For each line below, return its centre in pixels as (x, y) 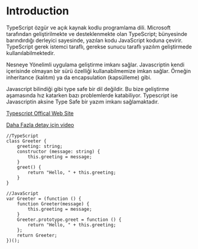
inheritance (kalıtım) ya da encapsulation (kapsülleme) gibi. (79, 77)
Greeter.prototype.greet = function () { (69, 220)
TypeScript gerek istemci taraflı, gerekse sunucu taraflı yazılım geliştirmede (99, 47)
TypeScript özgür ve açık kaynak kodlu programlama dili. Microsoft (89, 28)
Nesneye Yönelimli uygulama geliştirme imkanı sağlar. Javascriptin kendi (95, 65)
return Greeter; (37, 235)
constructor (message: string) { (59, 151)
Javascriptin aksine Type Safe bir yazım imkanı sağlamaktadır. (83, 101)
